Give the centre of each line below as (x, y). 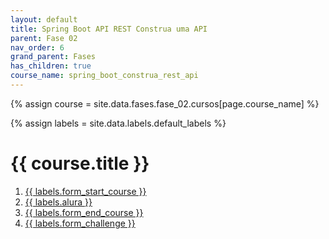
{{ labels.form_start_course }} (85, 191)
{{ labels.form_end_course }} (84, 212)
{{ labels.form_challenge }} (80, 223)
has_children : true (51, 66)
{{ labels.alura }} (58, 202)
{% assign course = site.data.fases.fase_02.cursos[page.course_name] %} (165, 103)
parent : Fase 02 (44, 38)
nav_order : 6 (37, 47)
